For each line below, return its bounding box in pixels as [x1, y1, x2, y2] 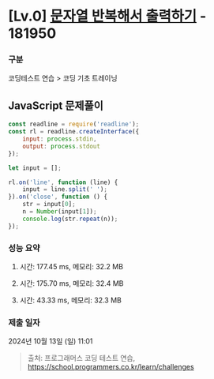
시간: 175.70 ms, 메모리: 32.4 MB [19, 278, 124, 288]
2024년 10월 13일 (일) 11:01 [8, 336, 93, 346]
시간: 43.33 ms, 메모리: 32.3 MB [19, 295, 122, 305]
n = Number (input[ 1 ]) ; [22, 208, 97, 216]
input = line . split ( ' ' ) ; [22, 186, 108, 193]
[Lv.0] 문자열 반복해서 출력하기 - [8, 7, 207, 25]
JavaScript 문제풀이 [8, 99, 104, 112]
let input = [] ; [8, 163, 62, 172]
